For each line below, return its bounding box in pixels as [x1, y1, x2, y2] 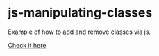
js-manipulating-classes [8, 5, 153, 21]
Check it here [8, 41, 47, 49]
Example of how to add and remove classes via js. [8, 28, 151, 36]
